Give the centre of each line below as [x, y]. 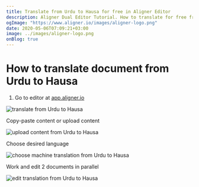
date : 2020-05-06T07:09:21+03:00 [47, 28]
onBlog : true [22, 39]
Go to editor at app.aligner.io [49, 97]
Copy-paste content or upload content [53, 121]
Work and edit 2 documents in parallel [52, 166]
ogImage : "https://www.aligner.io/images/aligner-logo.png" [82, 23]
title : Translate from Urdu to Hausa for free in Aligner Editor [88, 12]
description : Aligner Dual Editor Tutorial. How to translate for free [96, 17]
